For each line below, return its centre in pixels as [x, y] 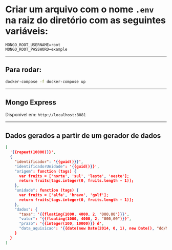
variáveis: [27, 31]
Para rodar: [24, 70]
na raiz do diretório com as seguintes [86, 20]
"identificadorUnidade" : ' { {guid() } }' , [57, 166]
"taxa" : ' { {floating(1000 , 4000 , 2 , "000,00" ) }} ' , [74, 214]
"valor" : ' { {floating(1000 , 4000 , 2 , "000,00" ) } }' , [75, 219]
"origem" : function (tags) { [46, 171]
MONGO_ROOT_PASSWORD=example [36, 49]
